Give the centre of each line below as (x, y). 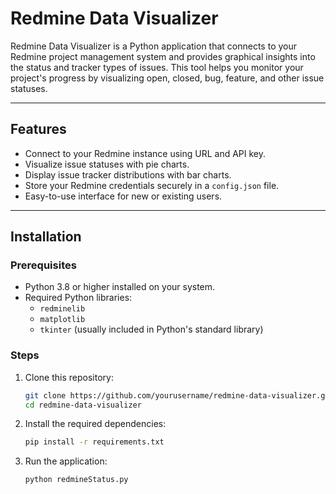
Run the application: (66, 461)
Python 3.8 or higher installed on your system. (120, 287)
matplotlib (62, 320)
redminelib (62, 309)
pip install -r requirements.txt (94, 442)
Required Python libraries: (78, 298)
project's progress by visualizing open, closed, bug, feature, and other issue (167, 78)
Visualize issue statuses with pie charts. (107, 164)
